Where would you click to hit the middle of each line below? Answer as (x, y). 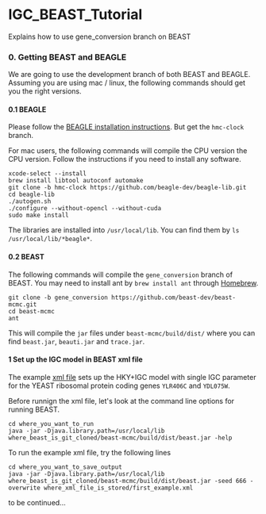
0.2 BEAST (27, 257)
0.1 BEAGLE (27, 109)
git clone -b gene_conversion (58, 297)
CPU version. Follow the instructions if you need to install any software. (125, 159)
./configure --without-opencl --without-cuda (85, 209)
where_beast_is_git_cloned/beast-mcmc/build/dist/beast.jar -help (120, 438)
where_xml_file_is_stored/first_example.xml (118, 488)
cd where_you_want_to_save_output (66, 467)
